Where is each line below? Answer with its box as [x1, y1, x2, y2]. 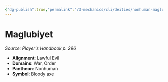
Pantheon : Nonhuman [12, 65, 58, 71]
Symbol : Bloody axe [12, 71, 54, 77]
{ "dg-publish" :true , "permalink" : [5, 7, 75, 12]
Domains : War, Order [12, 60, 56, 66]
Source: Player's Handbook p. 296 [5, 45, 76, 51]
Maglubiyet [5, 28, 53, 40]
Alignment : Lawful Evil [12, 55, 60, 61]
